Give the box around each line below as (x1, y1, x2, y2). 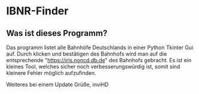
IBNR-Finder (6, 4, 69, 18)
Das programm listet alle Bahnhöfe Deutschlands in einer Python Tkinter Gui (6, 44, 194, 51)
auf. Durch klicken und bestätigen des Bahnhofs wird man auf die (6, 50, 167, 57)
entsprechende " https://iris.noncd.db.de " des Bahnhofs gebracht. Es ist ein (6, 57, 192, 63)
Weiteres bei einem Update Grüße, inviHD (6, 81, 109, 88)
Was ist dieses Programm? (6, 28, 108, 38)
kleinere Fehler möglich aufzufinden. (6, 69, 97, 76)
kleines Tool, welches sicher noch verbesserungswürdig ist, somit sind (6, 63, 180, 70)
